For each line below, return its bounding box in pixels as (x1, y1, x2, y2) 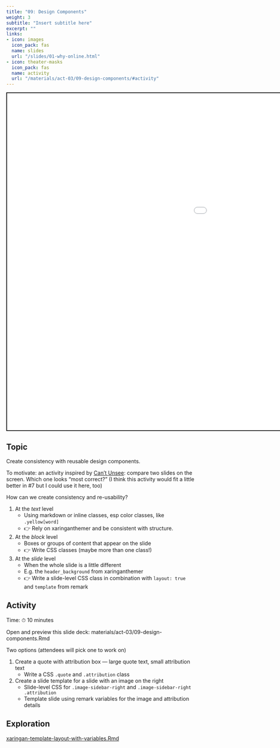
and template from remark (23, 583, 89, 590)
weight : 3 (6, 14, 31, 20)
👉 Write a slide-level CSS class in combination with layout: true (23, 574, 186, 581)
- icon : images (6, 37, 44, 43)
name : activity (11, 70, 50, 76)
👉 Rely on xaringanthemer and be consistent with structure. (23, 524, 174, 532)
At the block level (14, 533, 58, 540)
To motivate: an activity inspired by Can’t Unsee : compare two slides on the (6, 469, 193, 476)
